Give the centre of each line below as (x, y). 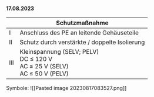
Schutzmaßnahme (82, 23)
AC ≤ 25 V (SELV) (44, 66)
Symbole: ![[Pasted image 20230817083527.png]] (66, 88)
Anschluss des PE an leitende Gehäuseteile (79, 33)
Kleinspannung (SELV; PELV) (59, 52)
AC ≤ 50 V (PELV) (44, 74)
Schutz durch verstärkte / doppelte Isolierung (82, 42)
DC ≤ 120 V (36, 59)
